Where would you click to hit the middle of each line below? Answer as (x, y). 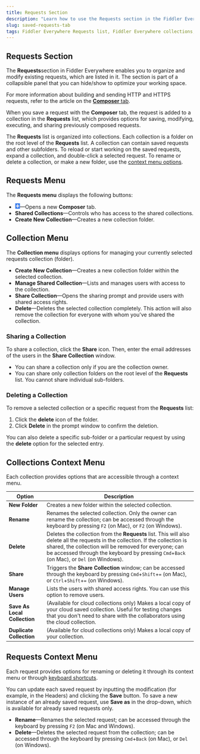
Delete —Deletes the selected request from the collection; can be (94, 732)
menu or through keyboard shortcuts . (52, 677)
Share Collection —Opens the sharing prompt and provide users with (99, 296)
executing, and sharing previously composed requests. (74, 125)
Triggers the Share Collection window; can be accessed (116, 567)
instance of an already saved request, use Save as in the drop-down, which (99, 702)
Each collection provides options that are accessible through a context (93, 477)
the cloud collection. (71, 622)
